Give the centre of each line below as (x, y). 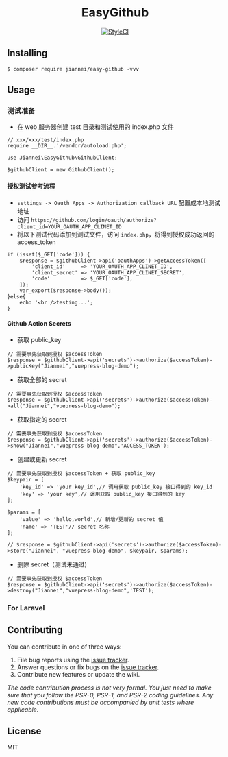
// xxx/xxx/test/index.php (46, 140)
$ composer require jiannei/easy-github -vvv (73, 69)
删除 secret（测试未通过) (52, 564)
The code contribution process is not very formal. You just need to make (110, 688)
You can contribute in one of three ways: (64, 647)
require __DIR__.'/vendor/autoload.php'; (67, 146)
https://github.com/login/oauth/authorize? (94, 220)
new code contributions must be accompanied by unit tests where (101, 702)
